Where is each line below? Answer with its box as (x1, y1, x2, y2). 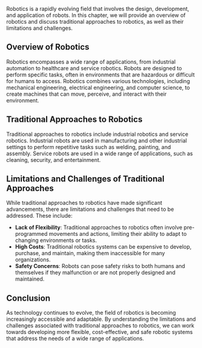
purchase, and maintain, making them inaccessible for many (15, 250, 165, 257)
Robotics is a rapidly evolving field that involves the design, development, (6, 5, 189, 12)
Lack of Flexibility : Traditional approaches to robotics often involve (15, 224, 183, 231)
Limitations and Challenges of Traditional (6, 174, 165, 184)
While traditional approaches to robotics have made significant (6, 199, 163, 207)
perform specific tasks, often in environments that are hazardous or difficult (6, 71, 195, 78)
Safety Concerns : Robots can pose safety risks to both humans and (15, 263, 186, 270)
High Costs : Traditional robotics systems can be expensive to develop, (15, 243, 192, 250)
